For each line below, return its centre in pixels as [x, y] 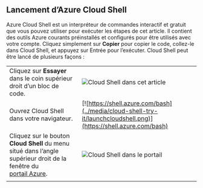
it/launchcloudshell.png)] [118, 118]
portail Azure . [28, 173]
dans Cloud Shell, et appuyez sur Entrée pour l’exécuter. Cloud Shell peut [97, 50]
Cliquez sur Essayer [38, 71]
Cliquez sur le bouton [40, 135]
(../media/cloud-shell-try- [120, 111]
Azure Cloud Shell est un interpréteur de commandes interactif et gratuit [96, 24]
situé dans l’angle [34, 151]
